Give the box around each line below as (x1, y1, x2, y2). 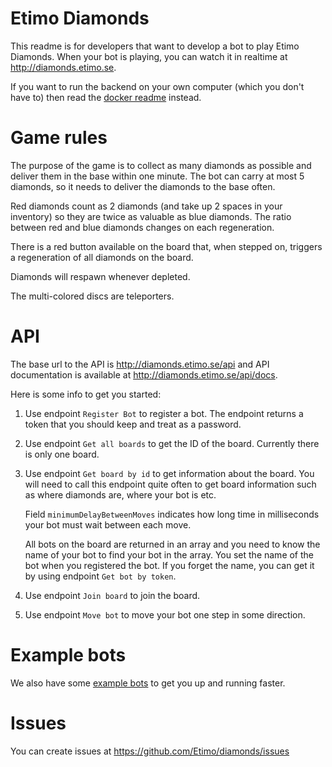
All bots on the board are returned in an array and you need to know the (24, 538, 321, 550)
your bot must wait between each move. (24, 518, 192, 531)
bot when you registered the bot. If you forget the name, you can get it (24, 559, 315, 571)
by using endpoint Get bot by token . (24, 570, 177, 582)
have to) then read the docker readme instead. (10, 91, 202, 103)
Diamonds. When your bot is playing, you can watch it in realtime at (10, 50, 288, 62)
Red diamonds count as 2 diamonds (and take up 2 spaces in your (10, 200, 283, 212)
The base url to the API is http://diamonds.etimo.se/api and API (10, 358, 270, 370)
